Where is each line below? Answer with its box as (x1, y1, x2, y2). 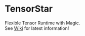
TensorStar (5, 3, 53, 15)
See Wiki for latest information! (5, 25, 69, 31)
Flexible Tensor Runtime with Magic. (5, 20, 80, 26)
